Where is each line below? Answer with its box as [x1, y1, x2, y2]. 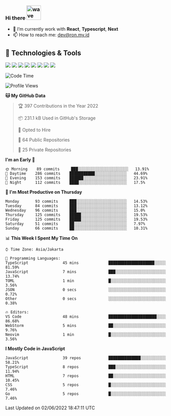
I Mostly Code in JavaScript [5, 346, 66, 352]
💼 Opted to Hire [17, 127, 51, 133]
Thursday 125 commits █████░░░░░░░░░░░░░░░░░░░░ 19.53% [5, 213, 147, 218]
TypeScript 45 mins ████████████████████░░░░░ [5, 260, 166, 266]
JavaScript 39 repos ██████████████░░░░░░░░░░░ [5, 356, 166, 361]
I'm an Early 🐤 [5, 157, 35, 163]
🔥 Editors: [5, 310, 29, 315]
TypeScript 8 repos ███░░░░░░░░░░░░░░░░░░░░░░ [5, 364, 166, 370]
